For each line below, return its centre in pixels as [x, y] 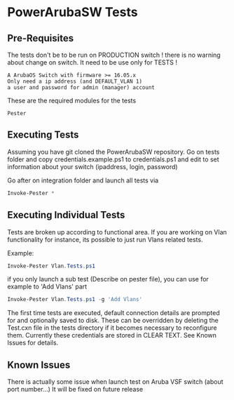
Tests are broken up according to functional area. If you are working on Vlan [117, 232]
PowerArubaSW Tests [73, 12]
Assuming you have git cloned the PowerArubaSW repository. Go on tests [113, 152]
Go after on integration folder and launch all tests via [83, 180]
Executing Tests [43, 135]
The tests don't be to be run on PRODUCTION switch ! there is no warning [114, 55]
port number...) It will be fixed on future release [75, 389]
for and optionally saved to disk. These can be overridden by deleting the [113, 321]
